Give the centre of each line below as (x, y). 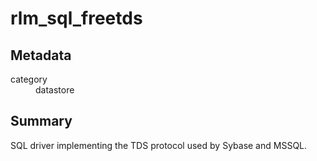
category (29, 79)
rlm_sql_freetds (76, 18)
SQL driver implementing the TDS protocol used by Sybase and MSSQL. (159, 145)
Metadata (41, 55)
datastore (55, 90)
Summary (41, 121)
